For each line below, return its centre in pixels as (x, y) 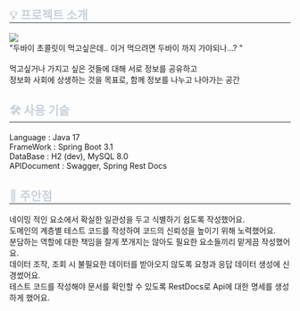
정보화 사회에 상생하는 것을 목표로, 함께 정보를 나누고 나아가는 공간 (125, 80)
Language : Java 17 (45, 137)
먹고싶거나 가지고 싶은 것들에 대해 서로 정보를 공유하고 (104, 68)
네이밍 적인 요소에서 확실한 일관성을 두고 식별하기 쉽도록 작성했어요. (127, 220)
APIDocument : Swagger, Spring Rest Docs (88, 165)
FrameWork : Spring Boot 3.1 (61, 147)
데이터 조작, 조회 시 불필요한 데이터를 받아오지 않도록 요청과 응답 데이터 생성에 (145, 265)
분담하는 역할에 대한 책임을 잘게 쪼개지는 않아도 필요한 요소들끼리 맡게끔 (134, 242)
